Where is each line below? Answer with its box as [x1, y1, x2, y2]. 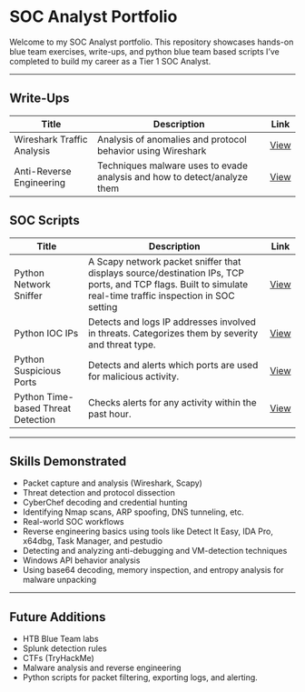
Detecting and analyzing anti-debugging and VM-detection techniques [22, 546, 288, 557]
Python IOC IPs [14, 326, 79, 339]
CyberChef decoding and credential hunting [22, 497, 188, 508]
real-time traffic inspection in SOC [87, 289, 235, 302]
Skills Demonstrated [9, 453, 127, 469]
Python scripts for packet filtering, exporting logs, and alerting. [22, 672, 259, 683]
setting [87, 300, 118, 313]
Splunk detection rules [22, 643, 107, 654]
